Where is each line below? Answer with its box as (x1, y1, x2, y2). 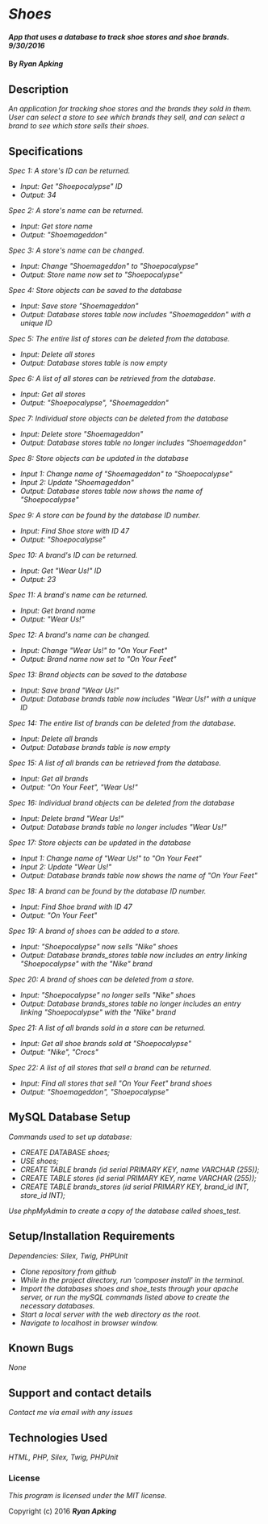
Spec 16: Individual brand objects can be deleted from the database (8, 798, 236, 807)
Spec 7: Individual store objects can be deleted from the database (8, 413, 228, 423)
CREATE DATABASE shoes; (19, 1147, 111, 1157)
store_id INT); (19, 1190, 66, 1200)
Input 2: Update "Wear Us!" (19, 862, 112, 872)
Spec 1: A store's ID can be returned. (8, 166, 131, 175)
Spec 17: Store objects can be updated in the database (8, 838, 191, 848)
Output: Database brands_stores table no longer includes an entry (19, 999, 241, 1008)
